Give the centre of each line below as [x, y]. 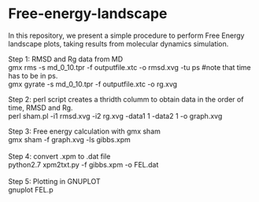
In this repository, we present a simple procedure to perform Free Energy [126, 35]
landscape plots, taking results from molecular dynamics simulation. [118, 43]
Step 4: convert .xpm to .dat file [59, 156]
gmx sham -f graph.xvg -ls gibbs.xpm [70, 139]
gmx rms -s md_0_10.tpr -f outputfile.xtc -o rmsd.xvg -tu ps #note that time [129, 67]
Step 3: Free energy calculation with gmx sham [85, 131]
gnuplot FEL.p [31, 189]
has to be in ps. [33, 75]
